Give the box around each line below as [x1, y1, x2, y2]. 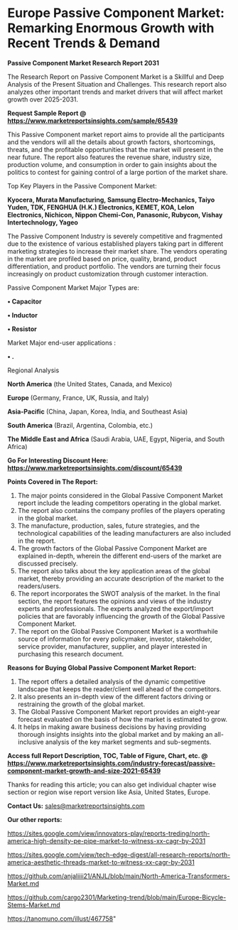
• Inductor [7, 310, 38, 319]
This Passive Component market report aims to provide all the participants [7, 130, 225, 139]
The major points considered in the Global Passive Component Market [17, 491, 224, 499]
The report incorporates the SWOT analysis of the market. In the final [17, 589, 220, 598]
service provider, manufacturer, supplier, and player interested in [17, 642, 207, 651]
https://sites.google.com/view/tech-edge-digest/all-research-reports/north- [7, 850, 231, 859]
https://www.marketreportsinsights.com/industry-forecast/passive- [7, 759, 216, 767]
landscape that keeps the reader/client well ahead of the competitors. [17, 684, 222, 693]
